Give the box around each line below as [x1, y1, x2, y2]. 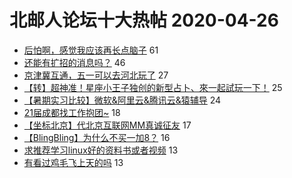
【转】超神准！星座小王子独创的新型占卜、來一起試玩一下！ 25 [23, 81, 283, 93]
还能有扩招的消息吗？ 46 [23, 56, 126, 68]
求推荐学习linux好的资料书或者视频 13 [23, 144, 179, 156]
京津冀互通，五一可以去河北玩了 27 [23, 69, 169, 81]
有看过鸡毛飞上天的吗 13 [23, 156, 124, 168]
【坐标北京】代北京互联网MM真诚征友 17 [23, 119, 192, 131]
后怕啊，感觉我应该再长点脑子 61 [23, 44, 159, 56]
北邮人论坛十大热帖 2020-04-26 [9, 9, 279, 32]
